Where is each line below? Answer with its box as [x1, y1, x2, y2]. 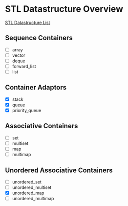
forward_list [12, 63, 36, 69]
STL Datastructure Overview [5, 3, 124, 15]
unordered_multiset [12, 184, 52, 190]
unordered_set [12, 179, 42, 184]
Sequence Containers [5, 34, 73, 42]
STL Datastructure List [5, 20, 50, 25]
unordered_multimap [12, 196, 54, 202]
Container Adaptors [5, 83, 67, 92]
